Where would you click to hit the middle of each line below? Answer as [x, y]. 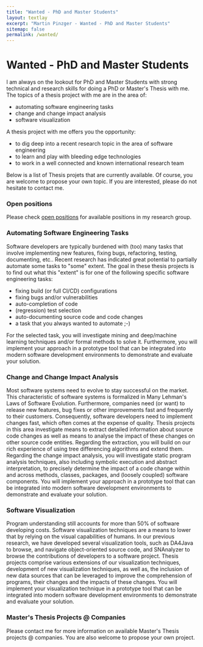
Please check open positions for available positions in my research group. [99, 217]
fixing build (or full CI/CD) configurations [66, 291]
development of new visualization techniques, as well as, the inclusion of [98, 569]
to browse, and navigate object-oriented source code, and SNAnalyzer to [98, 550]
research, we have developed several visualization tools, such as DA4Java [100, 543]
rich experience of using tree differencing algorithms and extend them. [95, 449]
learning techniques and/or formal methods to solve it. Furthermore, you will [102, 342]
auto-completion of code [46, 304]
